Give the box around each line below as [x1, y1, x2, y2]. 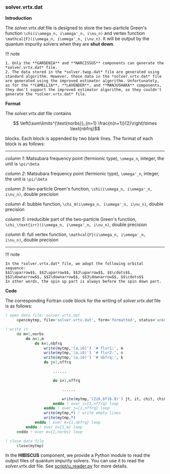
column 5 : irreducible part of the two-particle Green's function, [5, 216, 137, 223]
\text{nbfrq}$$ [70, 126, 100, 132]
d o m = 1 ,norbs [16, 331, 44, 337]
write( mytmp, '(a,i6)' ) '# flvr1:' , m [44, 346, 123, 351]
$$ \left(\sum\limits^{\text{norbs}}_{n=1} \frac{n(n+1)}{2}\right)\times [13, 120, 157, 126]
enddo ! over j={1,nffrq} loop [44, 406, 110, 411]
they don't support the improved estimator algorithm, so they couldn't [5, 87, 162, 92]
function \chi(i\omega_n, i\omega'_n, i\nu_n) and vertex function [5, 30, 145, 37]
